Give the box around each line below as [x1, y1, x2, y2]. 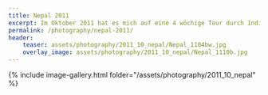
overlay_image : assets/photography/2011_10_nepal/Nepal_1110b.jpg [22, 48, 248, 56]
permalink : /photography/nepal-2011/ [8, 26, 134, 34]
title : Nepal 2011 [8, 11, 69, 20]
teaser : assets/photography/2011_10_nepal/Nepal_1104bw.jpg [22, 41, 227, 49]
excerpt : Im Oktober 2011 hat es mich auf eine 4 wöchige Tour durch [8, 19, 245, 27]
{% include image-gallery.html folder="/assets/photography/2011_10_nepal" [8, 70, 256, 79]
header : [8, 33, 34, 42]
